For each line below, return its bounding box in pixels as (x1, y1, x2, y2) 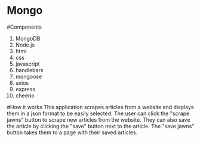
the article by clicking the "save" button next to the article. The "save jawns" (7, 122, 195, 129)
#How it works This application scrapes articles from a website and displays (7, 103, 194, 110)
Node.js (15, 41, 35, 48)
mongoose (15, 73, 42, 80)
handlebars (15, 66, 44, 73)
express (15, 85, 35, 92)
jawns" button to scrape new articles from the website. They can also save (7, 116, 190, 123)
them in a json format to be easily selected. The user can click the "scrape (7, 110, 190, 117)
